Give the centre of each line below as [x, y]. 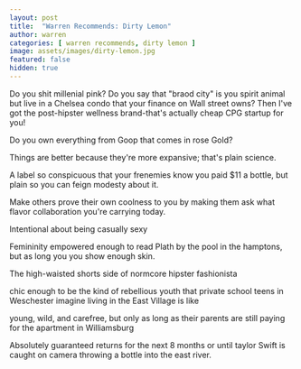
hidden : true [34, 69]
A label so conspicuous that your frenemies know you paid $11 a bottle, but [149, 175]
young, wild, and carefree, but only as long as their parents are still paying [147, 318]
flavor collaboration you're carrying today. [88, 211]
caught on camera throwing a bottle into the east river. [111, 355]
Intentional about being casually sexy [79, 229]
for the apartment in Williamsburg [71, 327]
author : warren [38, 34]
